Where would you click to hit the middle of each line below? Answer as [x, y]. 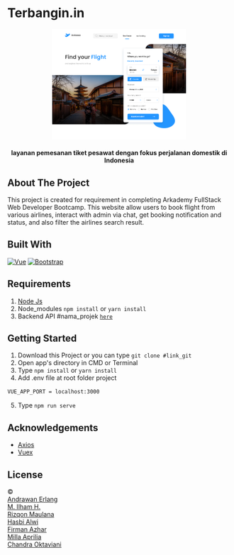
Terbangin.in [46, 13]
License [25, 475]
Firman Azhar [27, 529]
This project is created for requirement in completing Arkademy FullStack [114, 200]
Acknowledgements [53, 428]
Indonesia [119, 160]
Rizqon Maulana [31, 514]
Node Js [30, 301]
